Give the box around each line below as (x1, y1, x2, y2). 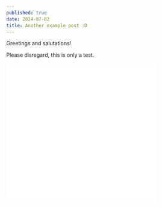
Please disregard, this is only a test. (6, 51, 95, 59)
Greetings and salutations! (6, 40, 72, 47)
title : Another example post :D (6, 22, 87, 28)
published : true (6, 10, 47, 16)
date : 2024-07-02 (6, 16, 50, 22)
